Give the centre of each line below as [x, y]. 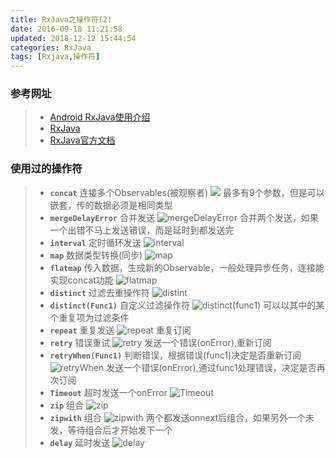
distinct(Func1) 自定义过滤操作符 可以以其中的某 [187, 305]
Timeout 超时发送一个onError [108, 392]
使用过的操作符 [46, 169]
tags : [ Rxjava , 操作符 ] [55, 57]
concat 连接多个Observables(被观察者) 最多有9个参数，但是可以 [187, 192]
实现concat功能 [81, 280]
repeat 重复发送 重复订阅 [120, 330]
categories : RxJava [51, 47]
